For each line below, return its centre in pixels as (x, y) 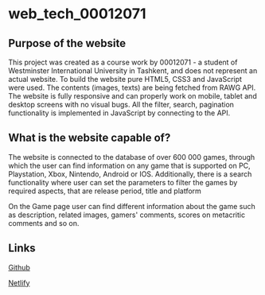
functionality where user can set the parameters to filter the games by (123, 182)
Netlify (19, 282)
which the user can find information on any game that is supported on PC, (129, 165)
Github (19, 267)
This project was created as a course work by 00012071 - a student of (123, 62)
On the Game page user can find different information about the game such (132, 206)
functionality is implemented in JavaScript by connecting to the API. (119, 113)
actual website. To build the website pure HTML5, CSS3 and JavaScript (125, 79)
